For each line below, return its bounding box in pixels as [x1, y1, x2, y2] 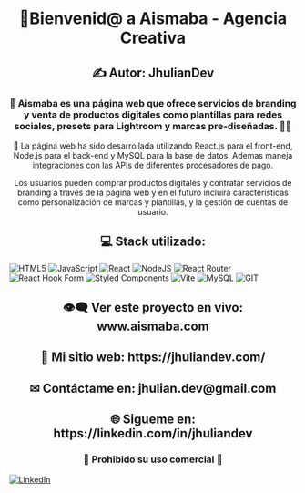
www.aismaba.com [97, 319, 209, 334]
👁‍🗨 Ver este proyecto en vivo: [62, 300, 244, 315]
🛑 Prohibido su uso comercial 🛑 [83, 453, 223, 466]
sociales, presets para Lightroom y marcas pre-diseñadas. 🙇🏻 [14, 119, 292, 132]
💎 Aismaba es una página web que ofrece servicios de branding [9, 97, 297, 109]
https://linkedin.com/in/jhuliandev [53, 426, 253, 441]
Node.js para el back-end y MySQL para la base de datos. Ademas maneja [13, 149, 293, 160]
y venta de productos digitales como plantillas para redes [23, 108, 283, 121]
